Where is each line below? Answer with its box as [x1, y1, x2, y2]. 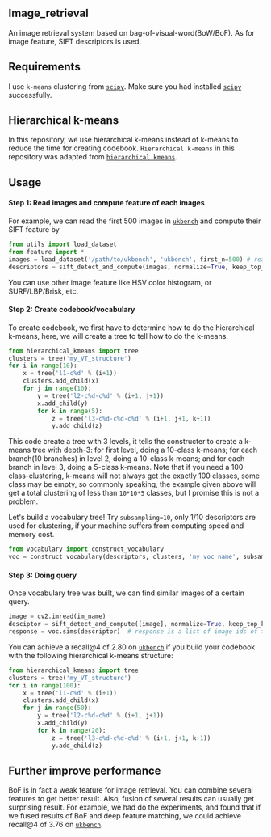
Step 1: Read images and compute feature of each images [8, 198, 206, 208]
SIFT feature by [8, 225, 60, 235]
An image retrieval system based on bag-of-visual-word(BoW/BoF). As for [8, 27, 256, 37]
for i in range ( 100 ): [8, 681, 81, 690]
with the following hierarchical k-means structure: [8, 650, 173, 660]
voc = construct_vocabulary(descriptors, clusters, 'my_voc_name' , [8, 553, 240, 561]
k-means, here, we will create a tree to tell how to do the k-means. [8, 331, 228, 340]
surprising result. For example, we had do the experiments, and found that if [8, 802, 261, 812]
